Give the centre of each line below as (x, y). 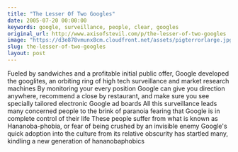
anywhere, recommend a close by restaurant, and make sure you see (108, 95)
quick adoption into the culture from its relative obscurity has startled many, (118, 133)
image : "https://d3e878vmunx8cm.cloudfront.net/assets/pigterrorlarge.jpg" (121, 40)
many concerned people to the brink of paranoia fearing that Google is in (114, 111)
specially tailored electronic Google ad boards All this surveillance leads (112, 103)
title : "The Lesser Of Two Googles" (61, 14)
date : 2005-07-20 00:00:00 (47, 21)
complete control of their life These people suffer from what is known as (113, 118)
